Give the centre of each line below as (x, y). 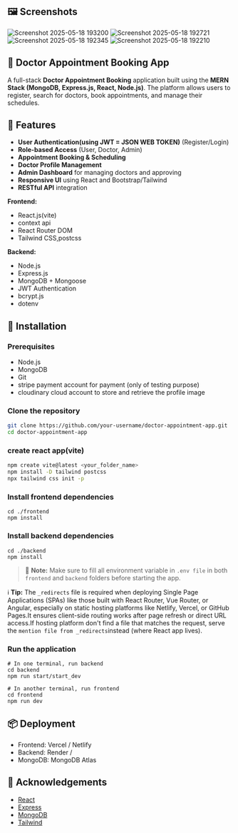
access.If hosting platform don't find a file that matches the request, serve (117, 622)
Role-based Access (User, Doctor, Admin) (80, 150)
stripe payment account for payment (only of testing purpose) (108, 385)
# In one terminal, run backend (55, 663)
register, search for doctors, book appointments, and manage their (105, 95)
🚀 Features (32, 125)
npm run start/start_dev (44, 676)
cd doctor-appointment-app (47, 433)
